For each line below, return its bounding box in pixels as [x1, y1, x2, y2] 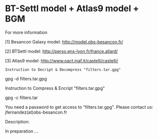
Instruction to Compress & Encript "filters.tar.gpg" [5, 85, 105, 91]
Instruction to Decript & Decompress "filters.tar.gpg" [5, 67, 121, 72]
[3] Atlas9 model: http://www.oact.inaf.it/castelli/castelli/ [5, 58, 118, 63]
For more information [5, 29, 48, 35]
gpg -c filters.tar [5, 95, 38, 100]
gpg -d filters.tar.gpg [5, 76, 47, 81]
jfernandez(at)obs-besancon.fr [5, 109, 67, 115]
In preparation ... [5, 128, 39, 134]
